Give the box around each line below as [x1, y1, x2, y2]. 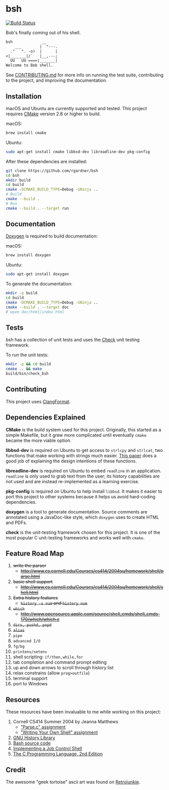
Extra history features [13, 595, 58, 601]
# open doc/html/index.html [6, 309, 65, 314]
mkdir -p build [6, 291, 38, 296]
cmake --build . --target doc [6, 304, 69, 310]
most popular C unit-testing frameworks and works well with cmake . [6, 534, 145, 541]
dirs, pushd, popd [13, 623, 52, 628]
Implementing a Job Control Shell [13, 746, 82, 752]
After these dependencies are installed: [6, 158, 88, 164]
